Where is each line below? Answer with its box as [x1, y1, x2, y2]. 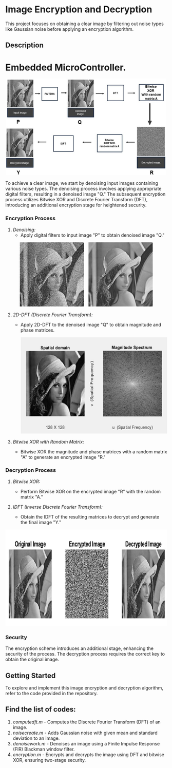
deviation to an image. [12, 735, 60, 741]
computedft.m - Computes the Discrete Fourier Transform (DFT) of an [12, 719, 161, 725]
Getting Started [5, 671, 56, 680]
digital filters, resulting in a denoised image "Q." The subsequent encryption [5, 191, 166, 197]
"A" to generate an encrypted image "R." [20, 454, 106, 460]
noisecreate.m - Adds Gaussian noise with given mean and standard [12, 729, 158, 736]
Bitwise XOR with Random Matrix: [12, 438, 84, 445]
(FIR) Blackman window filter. [12, 746, 75, 752]
